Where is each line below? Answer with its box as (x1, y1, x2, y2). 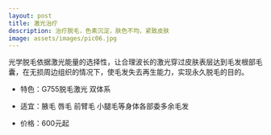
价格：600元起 (19, 118, 70, 129)
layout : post (8, 11, 52, 20)
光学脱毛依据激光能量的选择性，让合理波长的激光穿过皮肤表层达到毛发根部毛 (8, 57, 263, 67)
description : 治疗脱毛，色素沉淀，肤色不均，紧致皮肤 (8, 27, 170, 35)
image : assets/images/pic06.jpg (8, 34, 117, 43)
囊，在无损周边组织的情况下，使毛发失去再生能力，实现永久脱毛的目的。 (8, 67, 248, 77)
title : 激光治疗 (8, 19, 58, 27)
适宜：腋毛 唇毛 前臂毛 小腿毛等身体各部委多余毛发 (19, 101, 190, 111)
